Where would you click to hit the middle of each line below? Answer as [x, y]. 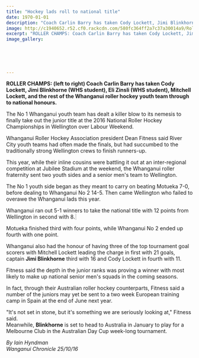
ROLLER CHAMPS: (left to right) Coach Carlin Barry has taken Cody [90, 84]
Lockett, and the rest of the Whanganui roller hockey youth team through [98, 96]
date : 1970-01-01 [28, 17]
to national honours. [32, 103]
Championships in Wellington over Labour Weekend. [70, 127]
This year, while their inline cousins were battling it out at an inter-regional [96, 162]
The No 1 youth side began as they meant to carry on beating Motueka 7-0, [98, 186]
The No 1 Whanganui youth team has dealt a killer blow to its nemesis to [94, 114]
